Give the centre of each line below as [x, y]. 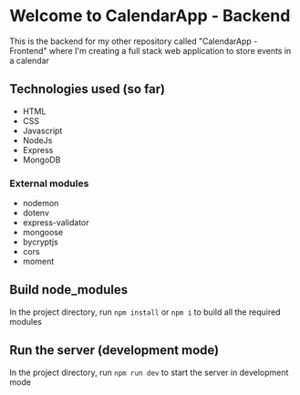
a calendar [30, 60]
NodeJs [37, 140]
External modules [49, 183]
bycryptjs [41, 242]
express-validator [56, 223]
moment [38, 262]
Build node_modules [69, 290]
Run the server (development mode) [114, 351]
